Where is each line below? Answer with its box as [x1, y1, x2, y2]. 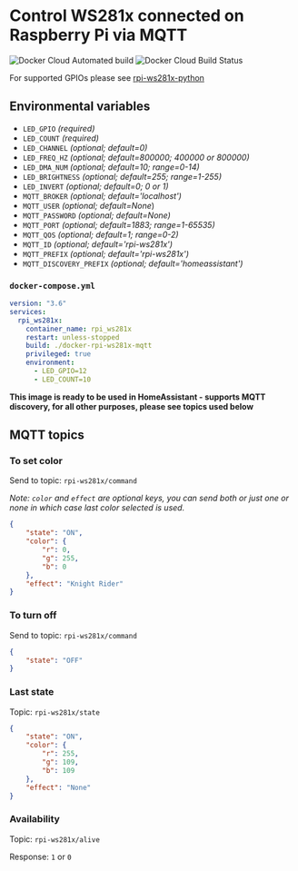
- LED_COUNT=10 [33, 374, 92, 384]
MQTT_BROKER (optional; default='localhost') [22, 190, 182, 201]
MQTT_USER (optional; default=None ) [22, 200, 155, 211]
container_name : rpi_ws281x [25, 324, 132, 333]
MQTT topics [9, 428, 84, 443]
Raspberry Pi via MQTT [9, 25, 188, 45]
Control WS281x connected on [9, 5, 244, 26]
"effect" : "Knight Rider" [25, 579, 124, 589]
